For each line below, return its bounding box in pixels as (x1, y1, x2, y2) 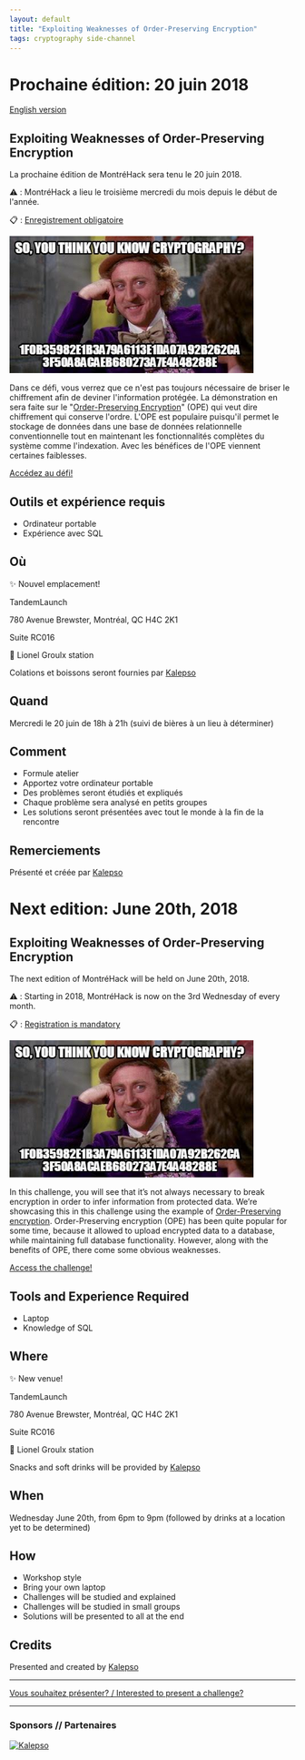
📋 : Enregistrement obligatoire (9, 215, 124, 226)
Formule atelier (22, 768, 80, 779)
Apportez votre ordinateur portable (22, 778, 153, 789)
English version (9, 105, 67, 116)
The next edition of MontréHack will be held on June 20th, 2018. (9, 974, 250, 985)
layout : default (9, 15, 71, 24)
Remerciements (9, 843, 102, 858)
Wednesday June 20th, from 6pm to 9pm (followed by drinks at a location (9, 1512, 286, 1523)
